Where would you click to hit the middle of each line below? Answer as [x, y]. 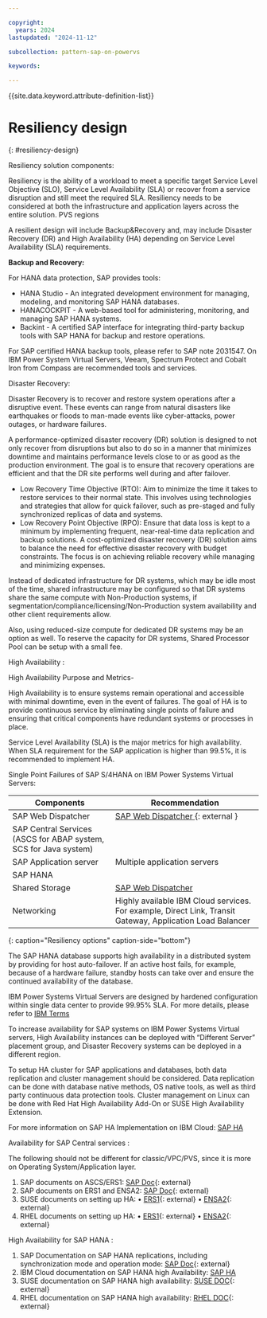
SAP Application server [56, 862]
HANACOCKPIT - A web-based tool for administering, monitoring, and [134, 311]
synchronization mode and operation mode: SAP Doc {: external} [125, 1264]
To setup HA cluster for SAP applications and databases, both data [118, 1070]
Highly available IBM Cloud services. [183, 901]
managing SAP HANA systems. [70, 319]
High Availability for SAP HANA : [61, 1240]
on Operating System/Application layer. [72, 1167]
